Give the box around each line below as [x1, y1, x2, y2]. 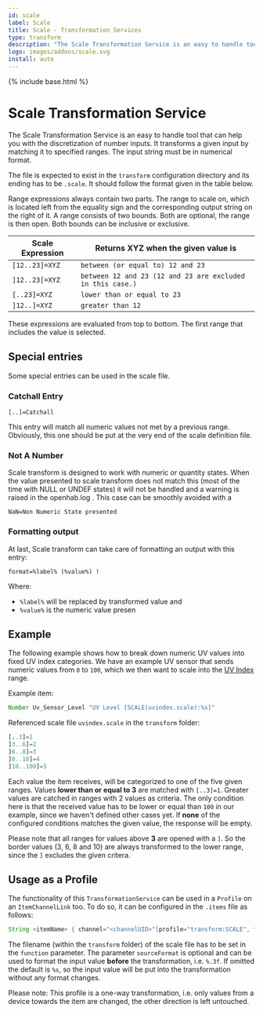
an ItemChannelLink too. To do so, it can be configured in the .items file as [8, 902, 248, 911]
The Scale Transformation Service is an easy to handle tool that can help [8, 130, 243, 140]
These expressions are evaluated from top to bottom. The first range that [8, 319, 243, 328]
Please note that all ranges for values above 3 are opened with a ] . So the [8, 833, 246, 843]
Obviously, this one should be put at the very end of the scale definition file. [8, 430, 253, 440]
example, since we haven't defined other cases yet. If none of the [8, 810, 221, 819]
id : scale [8, 11, 41, 20]
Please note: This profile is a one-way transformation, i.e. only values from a [8, 988, 254, 998]
